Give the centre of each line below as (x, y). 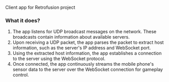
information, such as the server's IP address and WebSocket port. (82, 48)
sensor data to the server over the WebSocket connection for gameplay (88, 70)
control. (21, 75)
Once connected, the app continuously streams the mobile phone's (83, 64)
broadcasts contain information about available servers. (71, 37)
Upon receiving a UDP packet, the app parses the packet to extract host (88, 42)
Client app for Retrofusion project (40, 7)
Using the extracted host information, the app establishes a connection (87, 53)
